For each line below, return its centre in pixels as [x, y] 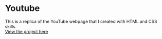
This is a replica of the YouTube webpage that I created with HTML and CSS [81, 21]
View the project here [27, 31]
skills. [11, 26]
